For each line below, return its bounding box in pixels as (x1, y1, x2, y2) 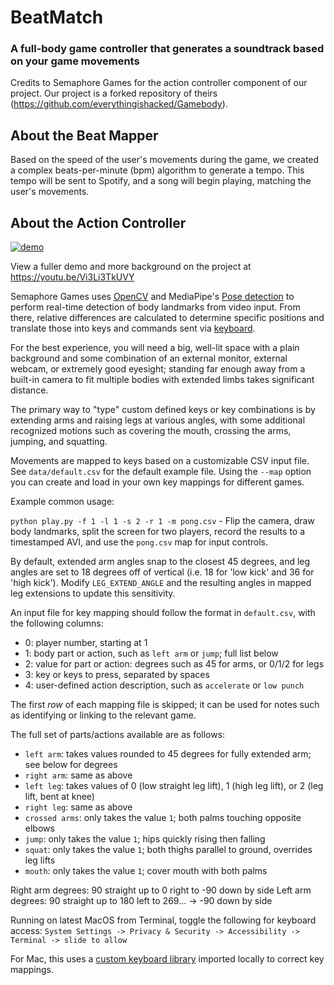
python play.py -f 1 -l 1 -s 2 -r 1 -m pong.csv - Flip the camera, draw (10, 515, 315, 527)
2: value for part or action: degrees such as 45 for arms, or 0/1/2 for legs (24, 658, 325, 670)
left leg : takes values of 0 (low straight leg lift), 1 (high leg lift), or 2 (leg (24, 780, 324, 792)
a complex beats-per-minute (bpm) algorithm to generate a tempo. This (10, 164, 305, 176)
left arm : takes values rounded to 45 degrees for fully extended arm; (24, 748, 312, 760)
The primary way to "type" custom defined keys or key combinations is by (10, 404, 316, 416)
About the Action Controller (10, 214, 187, 231)
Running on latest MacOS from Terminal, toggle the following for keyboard (10, 914, 317, 926)
